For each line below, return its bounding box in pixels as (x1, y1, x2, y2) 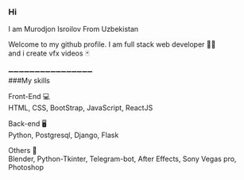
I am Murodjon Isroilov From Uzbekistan (8, 25, 139, 34)
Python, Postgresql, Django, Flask (8, 130, 119, 140)
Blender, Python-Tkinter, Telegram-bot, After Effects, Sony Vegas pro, (8, 154, 237, 164)
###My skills (8, 76, 50, 86)
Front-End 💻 (8, 92, 50, 101)
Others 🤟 (8, 146, 37, 155)
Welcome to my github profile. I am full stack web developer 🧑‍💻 (8, 40, 216, 49)
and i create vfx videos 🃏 (8, 48, 90, 58)
